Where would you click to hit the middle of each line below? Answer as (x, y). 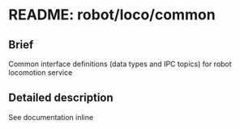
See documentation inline (51, 117)
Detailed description (61, 98)
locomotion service (41, 73)
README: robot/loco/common (112, 15)
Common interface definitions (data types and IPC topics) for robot (120, 64)
